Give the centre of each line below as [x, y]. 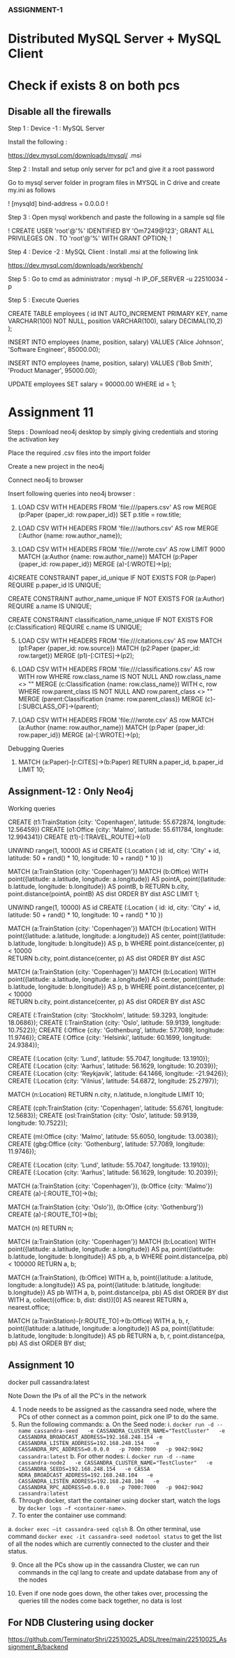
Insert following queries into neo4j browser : [72, 494]
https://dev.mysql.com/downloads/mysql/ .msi [75, 156]
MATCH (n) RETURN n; [41, 1228]
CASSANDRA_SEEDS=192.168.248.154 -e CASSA [84, 1469]
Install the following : [38, 142]
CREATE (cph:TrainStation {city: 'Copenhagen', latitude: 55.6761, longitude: [116, 1108]
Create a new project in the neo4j [56, 467]
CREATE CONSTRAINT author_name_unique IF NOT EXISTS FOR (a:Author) [116, 599]
